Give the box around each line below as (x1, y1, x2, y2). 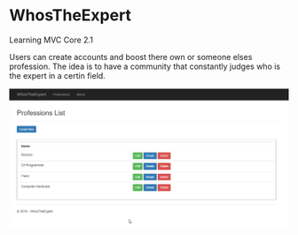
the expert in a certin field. (9, 70, 106, 80)
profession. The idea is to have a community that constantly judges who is (9, 61, 281, 72)
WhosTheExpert (9, 5, 131, 26)
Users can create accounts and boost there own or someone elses (9, 51, 253, 62)
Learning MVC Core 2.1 (9, 34, 93, 45)
